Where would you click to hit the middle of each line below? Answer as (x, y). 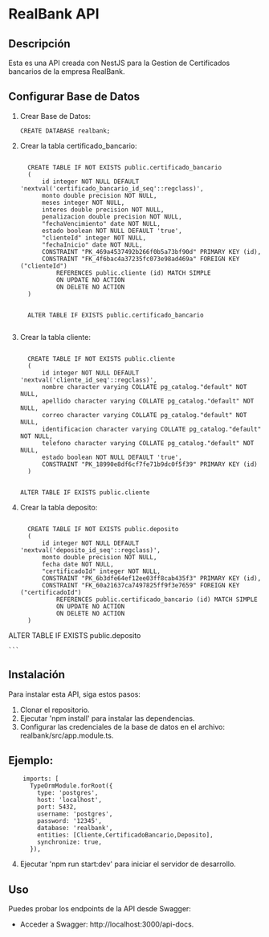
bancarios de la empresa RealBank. (67, 72)
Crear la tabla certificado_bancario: (78, 145)
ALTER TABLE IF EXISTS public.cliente (85, 492)
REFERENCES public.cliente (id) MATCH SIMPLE (133, 273)
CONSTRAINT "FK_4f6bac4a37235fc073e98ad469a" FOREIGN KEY (141, 259)
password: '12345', (70, 821)
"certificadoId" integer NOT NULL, (101, 571)
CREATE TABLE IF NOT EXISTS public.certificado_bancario (125, 167)
